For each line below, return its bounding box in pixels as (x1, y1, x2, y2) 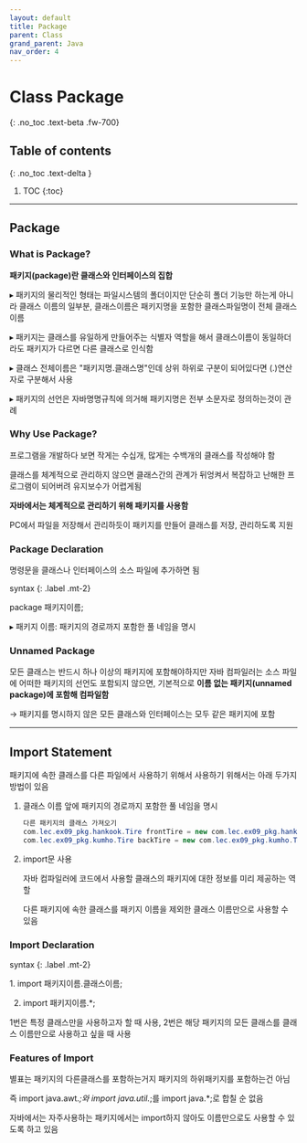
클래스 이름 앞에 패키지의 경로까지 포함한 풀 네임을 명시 (22, 800, 218, 811)
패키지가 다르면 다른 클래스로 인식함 (26, 343, 153, 354)
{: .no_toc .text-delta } (9, 167, 92, 178)
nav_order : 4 (9, 48, 59, 57)
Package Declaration (9, 543, 104, 556)
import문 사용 (22, 853, 73, 864)
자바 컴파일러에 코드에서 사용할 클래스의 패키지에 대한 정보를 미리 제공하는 (22, 873, 287, 884)
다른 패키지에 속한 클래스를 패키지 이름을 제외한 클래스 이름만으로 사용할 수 (22, 904, 290, 915)
